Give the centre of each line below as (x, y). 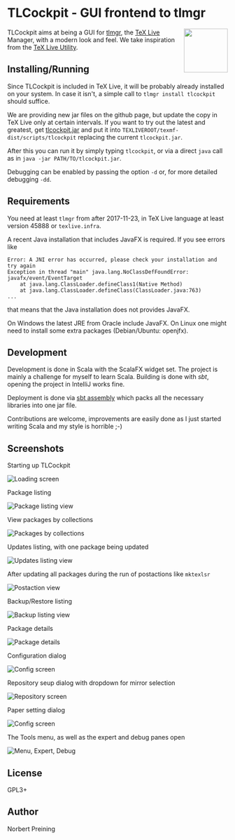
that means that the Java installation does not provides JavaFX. (99, 309)
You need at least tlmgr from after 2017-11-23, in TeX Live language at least (116, 218)
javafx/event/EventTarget (45, 278)
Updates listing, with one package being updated (78, 547)
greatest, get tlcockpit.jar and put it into (64, 129)
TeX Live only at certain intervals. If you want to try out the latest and (106, 122)
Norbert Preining (31, 829)
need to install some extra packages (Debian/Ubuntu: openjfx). (98, 331)
